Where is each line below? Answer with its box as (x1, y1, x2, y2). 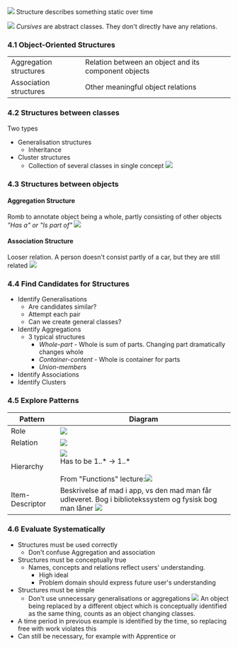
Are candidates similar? (28, 302, 97, 311)
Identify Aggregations (17, 325, 81, 333)
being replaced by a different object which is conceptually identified (28, 602, 227, 610)
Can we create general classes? (28, 318, 122, 326)
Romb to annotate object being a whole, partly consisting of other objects (7, 212, 222, 221)
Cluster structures (17, 153, 71, 161)
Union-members (38, 363, 87, 372)
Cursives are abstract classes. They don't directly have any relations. (16, 22, 217, 31)
